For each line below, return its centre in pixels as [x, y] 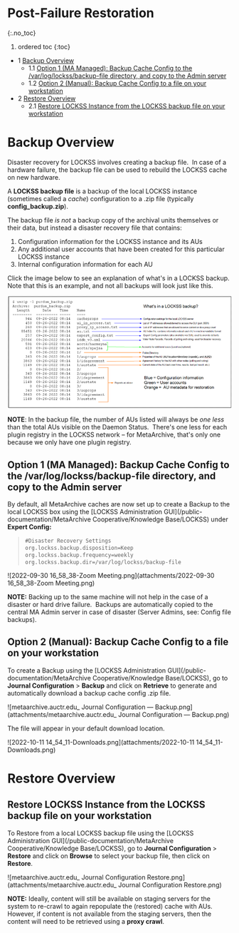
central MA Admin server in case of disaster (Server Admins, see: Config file [119, 612]
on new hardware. [34, 177]
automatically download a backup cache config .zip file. [89, 693]
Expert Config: [30, 526]
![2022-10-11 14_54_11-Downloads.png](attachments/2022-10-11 [101, 742]
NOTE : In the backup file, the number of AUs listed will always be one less [116, 419]
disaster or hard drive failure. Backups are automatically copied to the [110, 604]
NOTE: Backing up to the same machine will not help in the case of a [108, 596]
